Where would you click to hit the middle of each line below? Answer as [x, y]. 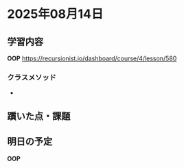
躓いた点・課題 [39, 116]
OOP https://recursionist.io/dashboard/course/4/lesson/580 [92, 58]
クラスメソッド [32, 77]
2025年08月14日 [55, 14]
